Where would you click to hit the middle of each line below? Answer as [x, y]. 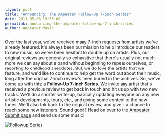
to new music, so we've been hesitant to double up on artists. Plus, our [77, 53]
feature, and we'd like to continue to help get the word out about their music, [83, 73]
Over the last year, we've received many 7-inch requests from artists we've [82, 42]
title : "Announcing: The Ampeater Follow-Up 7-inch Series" [68, 14]
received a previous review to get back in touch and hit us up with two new [82, 89]
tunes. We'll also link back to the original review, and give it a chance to [78, 105]
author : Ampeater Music [30, 28]
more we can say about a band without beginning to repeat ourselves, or [79, 63]
